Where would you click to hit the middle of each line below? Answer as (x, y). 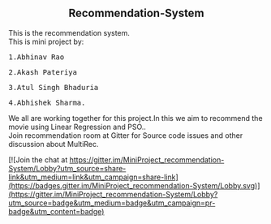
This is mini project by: (46, 41)
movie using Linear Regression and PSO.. (77, 127)
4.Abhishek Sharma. (47, 102)
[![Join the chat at (38, 159)
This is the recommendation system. (69, 32)
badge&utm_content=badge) (56, 211)
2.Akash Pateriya (43, 72)
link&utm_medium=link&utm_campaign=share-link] (93, 177)
